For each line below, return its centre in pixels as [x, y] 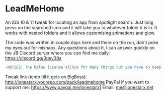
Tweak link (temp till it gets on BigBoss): [46, 77]
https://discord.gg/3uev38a [33, 58]
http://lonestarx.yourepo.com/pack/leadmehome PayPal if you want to [77, 82]
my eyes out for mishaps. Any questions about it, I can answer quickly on [80, 47]
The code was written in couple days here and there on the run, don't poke [82, 42]
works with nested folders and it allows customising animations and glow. [80, 33]
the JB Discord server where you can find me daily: [58, 53]
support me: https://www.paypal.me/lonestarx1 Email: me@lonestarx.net [79, 87]
